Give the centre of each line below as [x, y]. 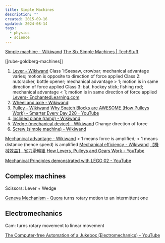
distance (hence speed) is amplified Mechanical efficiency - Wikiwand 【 [80, 144]
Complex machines [35, 176]
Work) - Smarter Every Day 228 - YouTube [55, 113]
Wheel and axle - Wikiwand [40, 102]
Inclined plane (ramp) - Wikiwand [46, 118]
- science [20, 38]
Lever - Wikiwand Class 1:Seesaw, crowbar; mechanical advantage [81, 71]
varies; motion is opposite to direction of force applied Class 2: [76, 76]
